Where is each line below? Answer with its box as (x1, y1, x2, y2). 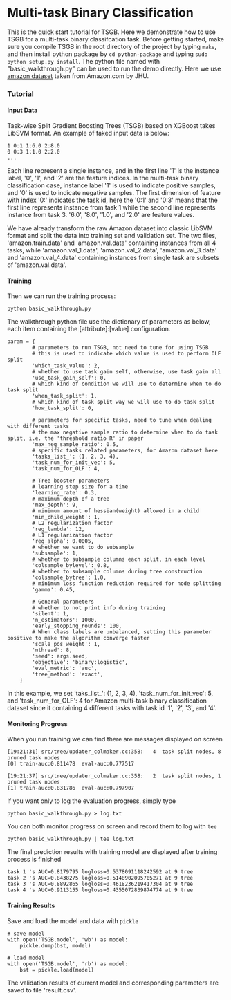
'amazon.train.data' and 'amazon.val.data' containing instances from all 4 (7, 239, 216, 247)
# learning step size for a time (32, 483, 129, 490)
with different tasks (7, 423, 70, 430)
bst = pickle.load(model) (19, 966, 95, 973)
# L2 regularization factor (32, 520, 113, 527)
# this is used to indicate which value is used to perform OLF (32, 351, 221, 358)
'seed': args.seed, (32, 653, 89, 660)
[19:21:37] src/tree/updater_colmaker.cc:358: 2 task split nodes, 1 (7, 772, 221, 779)
